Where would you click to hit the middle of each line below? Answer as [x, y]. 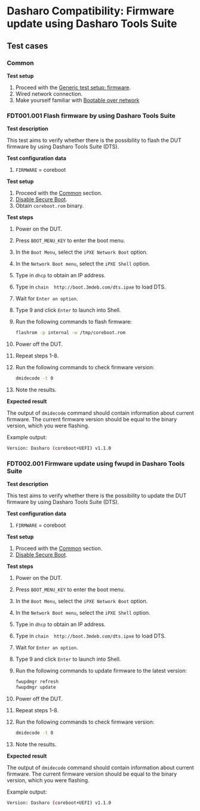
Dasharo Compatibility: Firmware [91, 11]
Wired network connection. [49, 93]
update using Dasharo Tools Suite [92, 24]
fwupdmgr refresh [37, 682]
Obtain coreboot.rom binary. [50, 206]
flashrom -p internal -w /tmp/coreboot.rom [70, 333]
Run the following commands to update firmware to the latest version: [101, 671]
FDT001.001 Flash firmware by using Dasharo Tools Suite [91, 116]
